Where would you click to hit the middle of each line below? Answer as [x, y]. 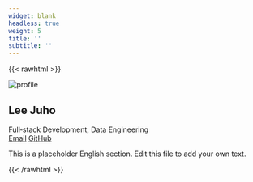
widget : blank [32, 16]
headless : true [34, 23]
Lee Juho [32, 110]
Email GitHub [30, 138]
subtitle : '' [30, 46]
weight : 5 [25, 31]
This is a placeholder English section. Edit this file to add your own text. [127, 154]
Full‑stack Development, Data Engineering [79, 129]
